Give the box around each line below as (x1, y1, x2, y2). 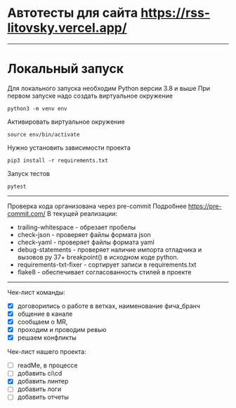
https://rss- (140, 5, 211, 21)
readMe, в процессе (17, 361, 78, 370)
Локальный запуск (7, 61, 124, 77)
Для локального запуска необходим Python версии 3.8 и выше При (7, 84, 211, 92)
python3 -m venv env (7, 105, 68, 112)
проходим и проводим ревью (17, 326, 107, 334)
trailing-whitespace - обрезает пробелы (17, 223, 136, 231)
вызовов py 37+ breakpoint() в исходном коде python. (17, 253, 179, 261)
